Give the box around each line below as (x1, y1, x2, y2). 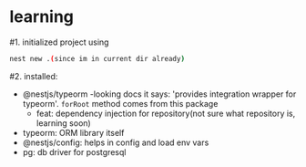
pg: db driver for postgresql (22, 146, 127, 157)
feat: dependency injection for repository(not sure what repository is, (36, 108, 296, 119)
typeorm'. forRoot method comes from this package (22, 98, 219, 109)
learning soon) (36, 117, 91, 129)
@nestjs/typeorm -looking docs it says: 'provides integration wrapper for (22, 89, 297, 99)
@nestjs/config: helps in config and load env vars (22, 137, 209, 148)
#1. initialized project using (9, 37, 109, 47)
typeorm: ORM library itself (22, 127, 125, 138)
